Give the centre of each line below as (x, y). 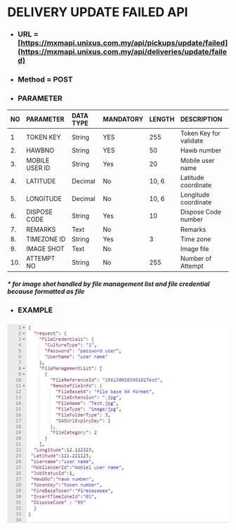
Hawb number (201, 150)
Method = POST (45, 79)
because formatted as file (46, 292)
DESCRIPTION (201, 119)
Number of (196, 259)
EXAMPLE (35, 310)
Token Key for (201, 134)
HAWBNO (40, 150)
